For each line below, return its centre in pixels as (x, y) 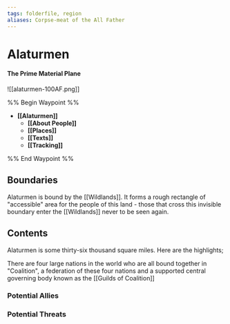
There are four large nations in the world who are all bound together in (107, 263)
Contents (28, 233)
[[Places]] (42, 130)
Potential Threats (37, 314)
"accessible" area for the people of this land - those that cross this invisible (114, 204)
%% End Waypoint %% (40, 158)
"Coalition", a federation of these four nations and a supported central (106, 271)
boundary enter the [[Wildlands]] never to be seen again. (88, 211)
